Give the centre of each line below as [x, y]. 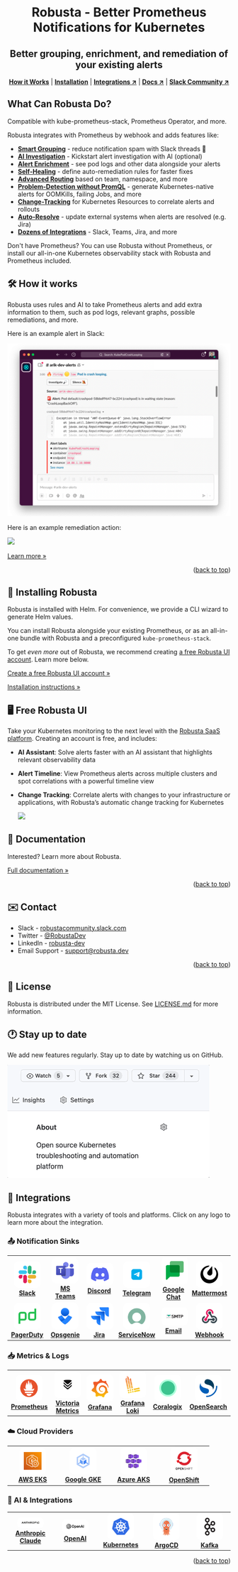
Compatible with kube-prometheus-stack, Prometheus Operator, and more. [117, 121]
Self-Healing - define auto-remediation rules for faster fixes [105, 171]
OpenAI [75, 1539]
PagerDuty [27, 1335]
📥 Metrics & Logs [38, 1355]
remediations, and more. [43, 320]
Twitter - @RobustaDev [52, 936]
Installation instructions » [44, 687]
